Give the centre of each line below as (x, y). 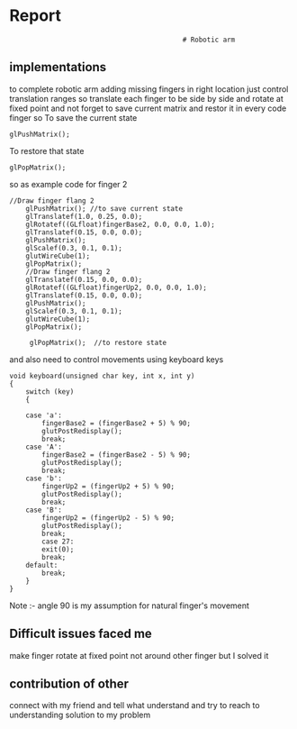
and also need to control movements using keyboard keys (117, 359)
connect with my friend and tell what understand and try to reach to (135, 706)
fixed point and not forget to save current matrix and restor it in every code (148, 108)
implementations (58, 67)
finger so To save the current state (73, 117)
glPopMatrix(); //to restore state (98, 342)
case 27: (58, 542)
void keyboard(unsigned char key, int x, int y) (102, 376)
